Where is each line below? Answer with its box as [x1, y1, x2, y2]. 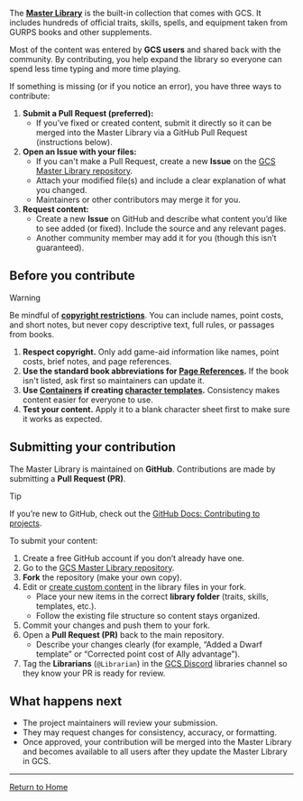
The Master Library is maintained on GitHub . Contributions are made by [9, 464, 276, 474]
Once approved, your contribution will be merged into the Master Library [22, 737, 292, 748]
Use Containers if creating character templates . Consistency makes [22, 384, 280, 395]
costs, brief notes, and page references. [22, 355, 172, 366]
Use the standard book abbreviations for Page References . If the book [22, 365, 289, 376]
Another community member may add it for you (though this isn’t [35, 233, 277, 243]
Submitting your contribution [9, 439, 176, 455]
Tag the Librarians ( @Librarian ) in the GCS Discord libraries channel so [22, 658, 288, 668]
